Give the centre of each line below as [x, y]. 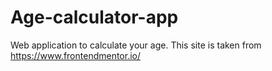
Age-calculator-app [94, 17]
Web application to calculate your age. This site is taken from [136, 45]
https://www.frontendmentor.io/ [76, 55]
